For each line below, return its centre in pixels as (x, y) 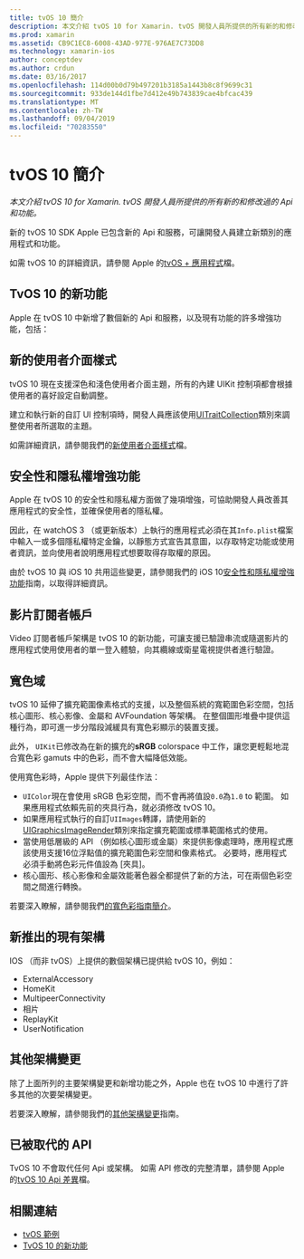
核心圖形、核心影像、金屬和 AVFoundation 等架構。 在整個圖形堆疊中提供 (146, 716)
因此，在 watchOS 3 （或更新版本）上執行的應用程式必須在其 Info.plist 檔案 (152, 530)
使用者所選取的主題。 (57, 426)
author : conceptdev (46, 60)
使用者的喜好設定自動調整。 (61, 395)
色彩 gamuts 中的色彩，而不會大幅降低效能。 (109, 758)
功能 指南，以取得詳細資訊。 (61, 583)
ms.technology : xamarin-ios (62, 52)
